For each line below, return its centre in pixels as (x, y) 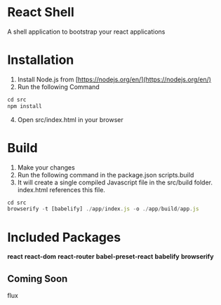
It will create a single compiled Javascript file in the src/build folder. (115, 182)
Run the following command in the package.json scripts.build (106, 175)
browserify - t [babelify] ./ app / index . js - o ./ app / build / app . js (103, 209)
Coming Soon (38, 279)
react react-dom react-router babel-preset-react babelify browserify (110, 257)
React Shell (41, 12)
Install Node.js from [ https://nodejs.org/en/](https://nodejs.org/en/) (114, 79)
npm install (25, 106)
